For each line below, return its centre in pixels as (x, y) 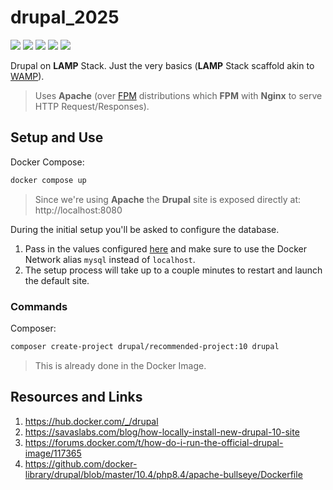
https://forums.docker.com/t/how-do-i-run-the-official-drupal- (154, 442)
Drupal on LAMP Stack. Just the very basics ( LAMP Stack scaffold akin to (162, 65)
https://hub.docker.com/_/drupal (91, 421)
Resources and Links (76, 397)
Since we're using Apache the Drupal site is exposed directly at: (168, 199)
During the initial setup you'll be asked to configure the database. (145, 229)
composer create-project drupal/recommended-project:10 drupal (145, 346)
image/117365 (53, 453)
